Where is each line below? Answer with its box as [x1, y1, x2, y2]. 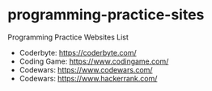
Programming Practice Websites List [7, 32, 129, 42]
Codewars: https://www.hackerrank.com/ [19, 73, 158, 83]
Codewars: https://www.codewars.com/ [19, 64, 153, 74]
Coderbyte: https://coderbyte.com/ [19, 48, 137, 57]
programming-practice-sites [7, 6, 205, 24]
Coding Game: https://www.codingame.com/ [19, 56, 169, 66]
